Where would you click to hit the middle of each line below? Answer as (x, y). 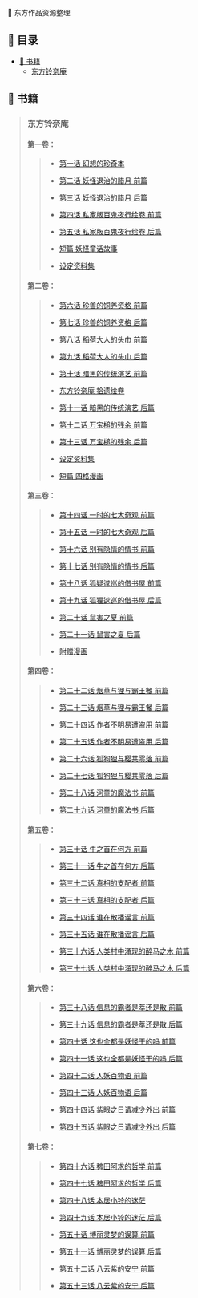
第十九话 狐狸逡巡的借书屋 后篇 (110, 600)
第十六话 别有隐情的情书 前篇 (107, 549)
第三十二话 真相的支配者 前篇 (107, 883)
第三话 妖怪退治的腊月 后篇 (103, 198)
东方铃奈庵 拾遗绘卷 (92, 390)
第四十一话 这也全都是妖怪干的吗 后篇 (121, 1059)
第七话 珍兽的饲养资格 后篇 (103, 322)
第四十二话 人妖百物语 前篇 (103, 1076)
